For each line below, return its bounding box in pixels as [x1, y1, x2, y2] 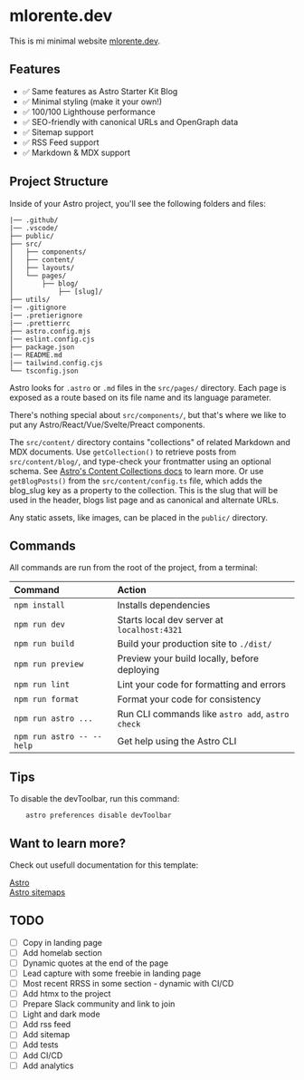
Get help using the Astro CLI [117, 735, 237, 748]
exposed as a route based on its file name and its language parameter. [9, 392, 271, 403]
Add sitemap [22, 1029, 71, 1040]
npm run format [14, 695, 80, 705]
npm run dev [14, 619, 66, 630]
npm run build [14, 638, 75, 649]
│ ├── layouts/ [9, 263, 75, 272]
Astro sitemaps [9, 887, 66, 898]
